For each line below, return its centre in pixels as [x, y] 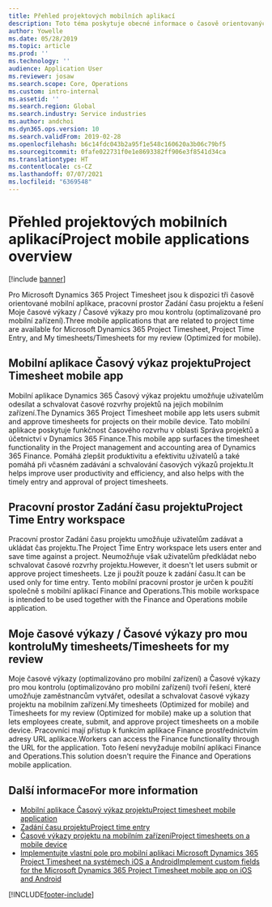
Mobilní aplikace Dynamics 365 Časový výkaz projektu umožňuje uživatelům [136, 395]
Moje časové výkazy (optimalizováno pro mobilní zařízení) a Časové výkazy [134, 679]
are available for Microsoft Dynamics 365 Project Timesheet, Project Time [132, 329]
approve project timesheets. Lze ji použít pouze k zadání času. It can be [127, 574]
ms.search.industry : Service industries [78, 114]
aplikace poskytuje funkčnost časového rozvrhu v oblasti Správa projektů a [134, 430]
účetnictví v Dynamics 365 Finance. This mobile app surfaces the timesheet [134, 438]
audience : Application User [56, 69]
